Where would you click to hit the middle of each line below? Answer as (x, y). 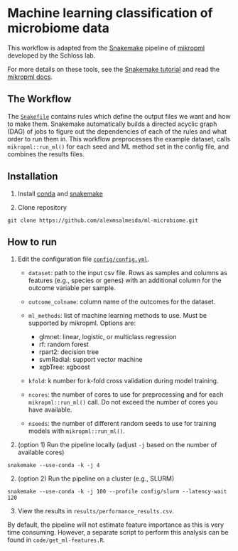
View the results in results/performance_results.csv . (96, 511)
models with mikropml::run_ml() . (77, 431)
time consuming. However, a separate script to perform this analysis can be (118, 533)
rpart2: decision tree (69, 352)
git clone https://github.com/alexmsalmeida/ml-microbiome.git (103, 220)
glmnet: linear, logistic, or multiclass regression (108, 337)
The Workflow (39, 99)
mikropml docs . (30, 77)
